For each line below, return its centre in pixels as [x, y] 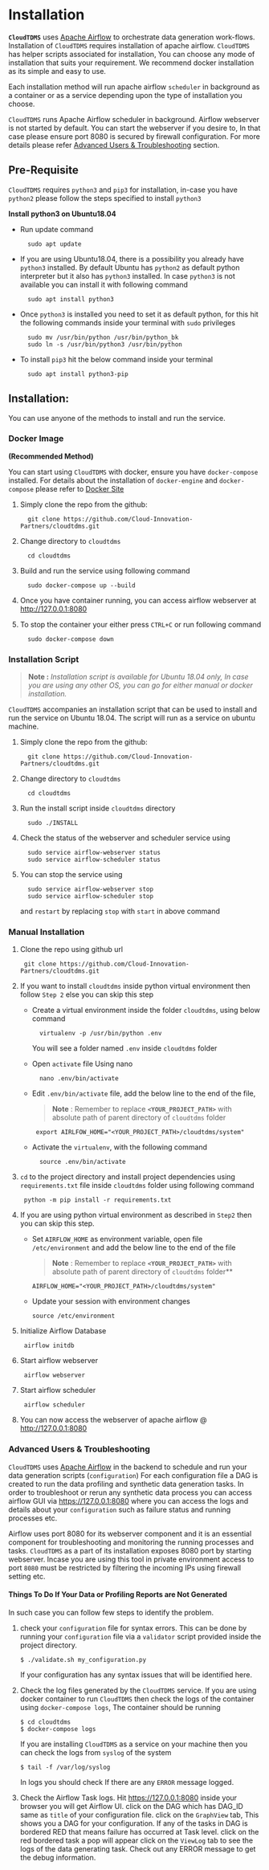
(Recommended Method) [51, 456]
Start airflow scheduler [58, 1390]
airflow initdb [49, 1346]
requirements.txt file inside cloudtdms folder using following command [137, 1186]
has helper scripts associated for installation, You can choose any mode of [132, 54]
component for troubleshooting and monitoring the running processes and [131, 1542]
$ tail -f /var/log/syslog [65, 1767]
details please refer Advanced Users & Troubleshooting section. [114, 145]
